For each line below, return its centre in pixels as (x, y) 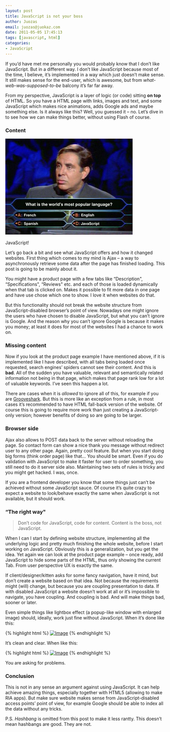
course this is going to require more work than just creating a (69, 410)
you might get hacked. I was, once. (42, 472)
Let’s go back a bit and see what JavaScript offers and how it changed (79, 253)
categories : (18, 43)
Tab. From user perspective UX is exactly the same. (59, 565)
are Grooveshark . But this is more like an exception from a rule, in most (80, 399)
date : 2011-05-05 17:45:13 (34, 32)
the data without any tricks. (34, 709)
